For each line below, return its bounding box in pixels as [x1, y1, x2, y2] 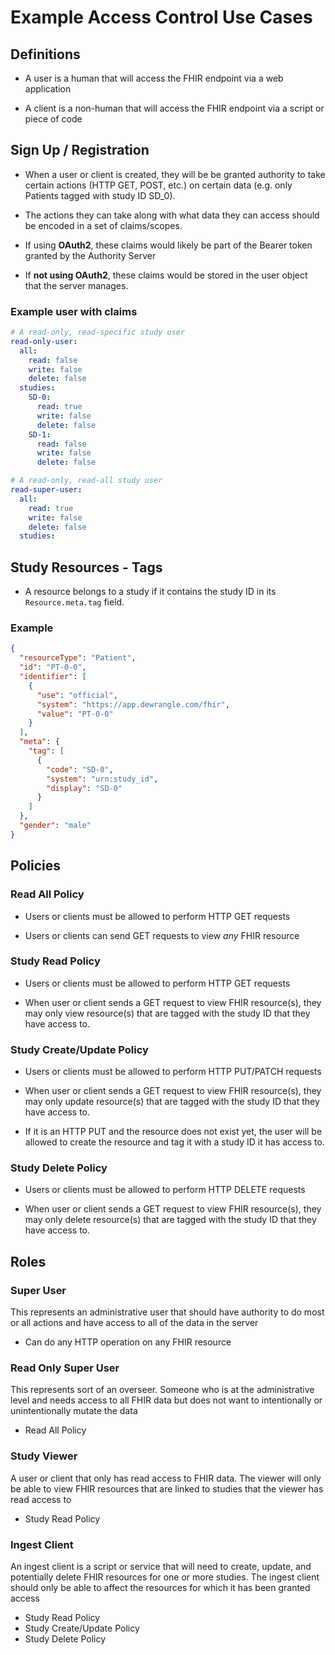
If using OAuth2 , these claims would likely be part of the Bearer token [24, 239, 313, 251]
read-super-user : [10, 485, 83, 495]
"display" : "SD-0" [46, 783, 123, 793]
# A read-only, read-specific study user [10, 327, 186, 338]
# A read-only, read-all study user [10, 476, 163, 486]
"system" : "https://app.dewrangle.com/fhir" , [36, 699, 230, 710]
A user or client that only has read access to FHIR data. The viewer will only [10, 1472, 322, 1484]
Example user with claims [10, 304, 138, 318]
